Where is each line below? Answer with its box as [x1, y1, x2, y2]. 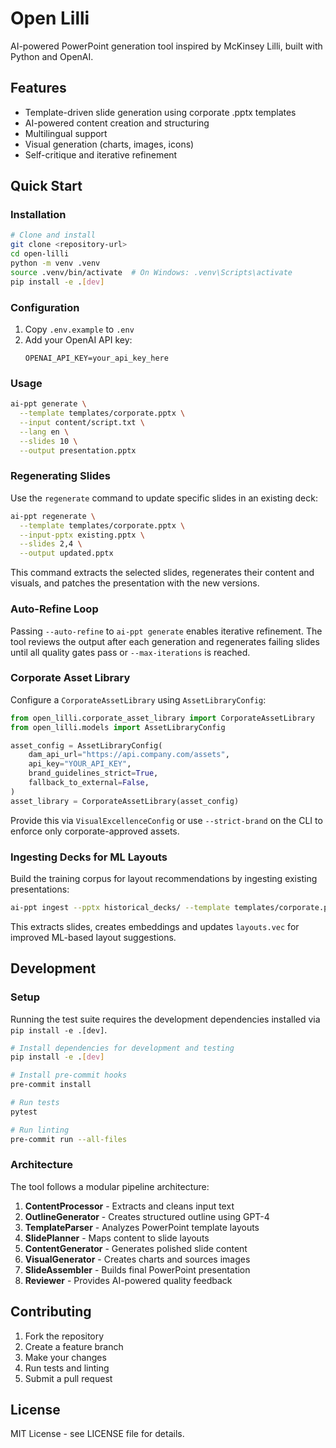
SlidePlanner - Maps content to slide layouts [24, 1232, 210, 1244]
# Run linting [10, 1125, 70, 1135]
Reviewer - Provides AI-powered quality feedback [24, 1274, 233, 1286]
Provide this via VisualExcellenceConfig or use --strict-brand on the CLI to [10, 814, 323, 826]
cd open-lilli [10, 249, 70, 259]
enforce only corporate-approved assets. [10, 825, 180, 837]
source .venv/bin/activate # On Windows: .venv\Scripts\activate [10, 267, 293, 277]
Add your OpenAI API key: [24, 333, 133, 346]
